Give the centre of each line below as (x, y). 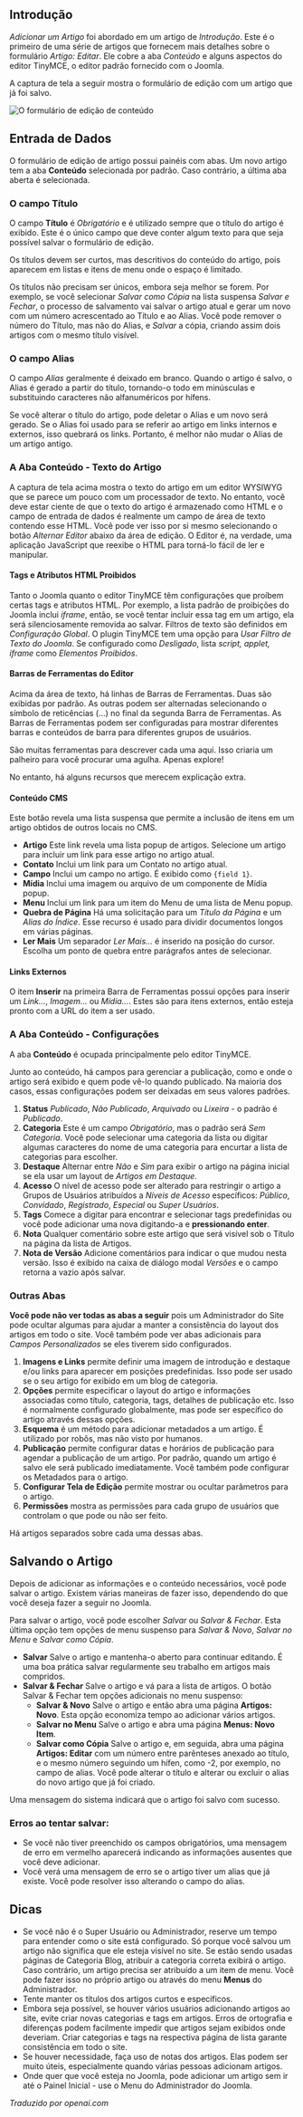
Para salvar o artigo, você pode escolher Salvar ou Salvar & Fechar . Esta (146, 1620)
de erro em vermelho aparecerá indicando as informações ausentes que (157, 1853)
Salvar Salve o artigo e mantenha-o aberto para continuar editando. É (152, 1657)
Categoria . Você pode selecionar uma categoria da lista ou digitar (145, 1137)
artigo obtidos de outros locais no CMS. (84, 828)
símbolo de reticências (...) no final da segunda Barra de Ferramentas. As (146, 713)
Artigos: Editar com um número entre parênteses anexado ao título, (162, 1753)
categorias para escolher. (70, 1156)
